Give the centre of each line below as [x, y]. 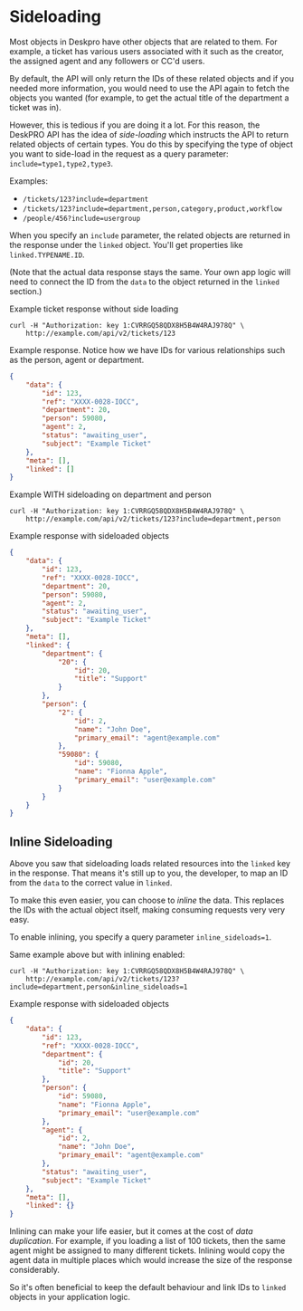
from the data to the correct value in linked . [91, 883]
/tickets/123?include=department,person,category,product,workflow [152, 209]
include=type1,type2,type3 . [62, 163]
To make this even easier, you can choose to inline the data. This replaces [147, 900]
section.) [26, 291]
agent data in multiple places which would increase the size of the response [151, 1260]
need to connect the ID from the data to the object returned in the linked [145, 282]
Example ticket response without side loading [94, 309]
